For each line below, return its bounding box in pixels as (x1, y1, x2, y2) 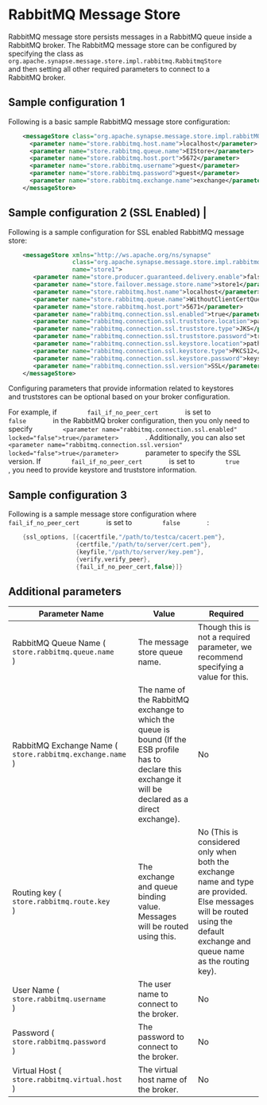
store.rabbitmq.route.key (12, 897, 110, 906)
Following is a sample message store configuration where (8, 509, 197, 519)
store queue (137, 647, 183, 658)
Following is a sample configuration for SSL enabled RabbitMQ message (8, 227, 245, 236)
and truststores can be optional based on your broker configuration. (8, 392, 230, 402)
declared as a (137, 794, 189, 805)
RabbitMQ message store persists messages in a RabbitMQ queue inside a (8, 32, 253, 41)
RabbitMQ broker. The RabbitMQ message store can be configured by (8, 40, 237, 49)
